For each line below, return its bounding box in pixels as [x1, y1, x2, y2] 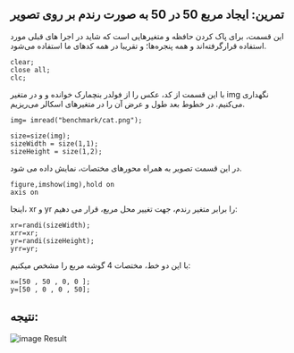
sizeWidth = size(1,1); [10, 139, 99, 148]
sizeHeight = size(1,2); [10, 147, 103, 155]
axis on [10, 188, 39, 197]
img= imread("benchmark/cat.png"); [10, 115, 143, 124]
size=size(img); [10, 131, 71, 140]
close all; [10, 65, 51, 74]
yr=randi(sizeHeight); [10, 236, 95, 245]
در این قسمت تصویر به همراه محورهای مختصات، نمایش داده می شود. [10, 163, 242, 173]
